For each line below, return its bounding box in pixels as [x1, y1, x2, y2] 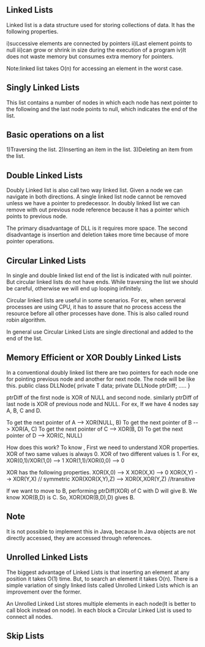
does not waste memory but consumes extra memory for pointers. [6, 52, 174, 60]
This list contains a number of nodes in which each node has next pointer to [6, 98, 198, 106]
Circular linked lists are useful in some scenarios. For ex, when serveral [6, 297, 186, 304]
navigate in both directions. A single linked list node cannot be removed [6, 193, 187, 200]
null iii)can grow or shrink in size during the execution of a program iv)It [6, 46, 187, 53]
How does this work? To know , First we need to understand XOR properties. [6, 444, 199, 451]
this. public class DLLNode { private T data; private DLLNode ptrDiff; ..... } [6, 382, 191, 389]
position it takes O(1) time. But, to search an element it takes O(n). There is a [6, 574, 198, 582]
